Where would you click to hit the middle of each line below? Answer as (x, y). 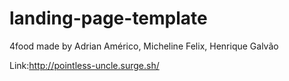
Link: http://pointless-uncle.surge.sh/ (84, 65)
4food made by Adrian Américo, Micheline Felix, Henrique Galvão (144, 46)
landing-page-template (108, 18)
